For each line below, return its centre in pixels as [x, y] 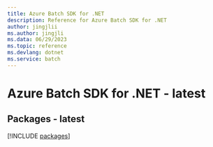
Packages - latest [46, 119]
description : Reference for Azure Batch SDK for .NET [87, 20]
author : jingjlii [32, 26]
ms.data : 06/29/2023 [37, 40]
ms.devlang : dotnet [36, 53]
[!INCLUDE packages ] [39, 136]
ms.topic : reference [37, 46]
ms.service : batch [34, 59]
